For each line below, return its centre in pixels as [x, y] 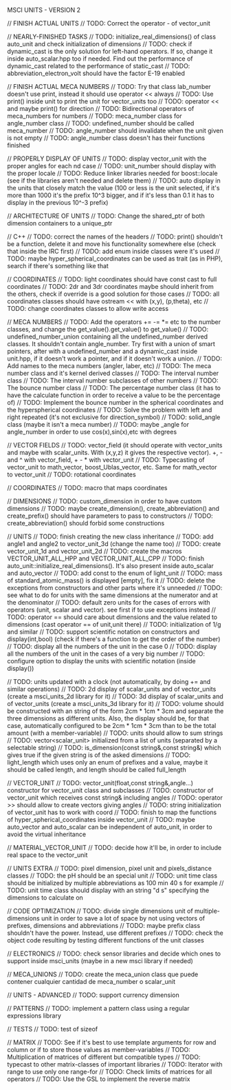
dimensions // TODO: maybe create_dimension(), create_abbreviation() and [113, 508]
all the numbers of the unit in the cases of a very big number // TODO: [106, 654]
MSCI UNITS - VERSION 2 [44, 10]
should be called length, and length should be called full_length [97, 769]
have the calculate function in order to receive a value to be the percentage [114, 395]
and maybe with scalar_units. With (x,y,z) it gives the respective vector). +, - [115, 452]
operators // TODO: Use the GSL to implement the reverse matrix [99, 1079]
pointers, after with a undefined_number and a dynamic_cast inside [102, 351]
